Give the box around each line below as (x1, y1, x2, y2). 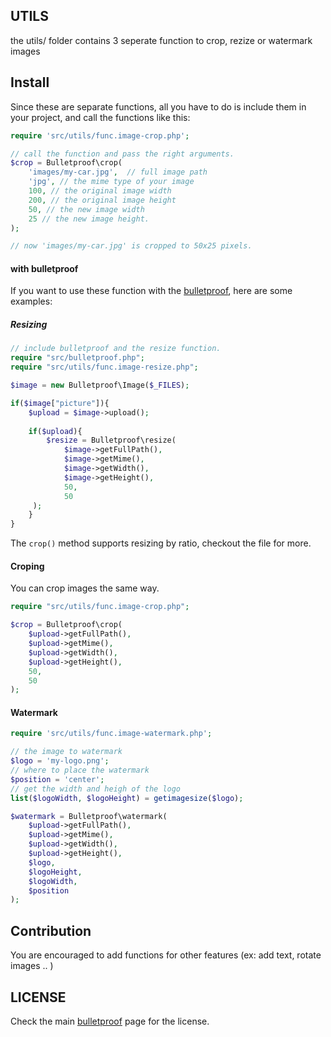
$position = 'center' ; (10, 774, 105, 784)
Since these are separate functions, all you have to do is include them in (10, 100, 307, 113)
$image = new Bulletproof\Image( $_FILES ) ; (10, 380, 190, 391)
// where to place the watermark (10, 765, 150, 776)
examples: (10, 295, 53, 308)
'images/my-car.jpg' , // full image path (28, 167, 208, 178)
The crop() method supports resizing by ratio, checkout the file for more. (10, 537, 312, 549)
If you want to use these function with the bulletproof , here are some (10, 285, 293, 297)
